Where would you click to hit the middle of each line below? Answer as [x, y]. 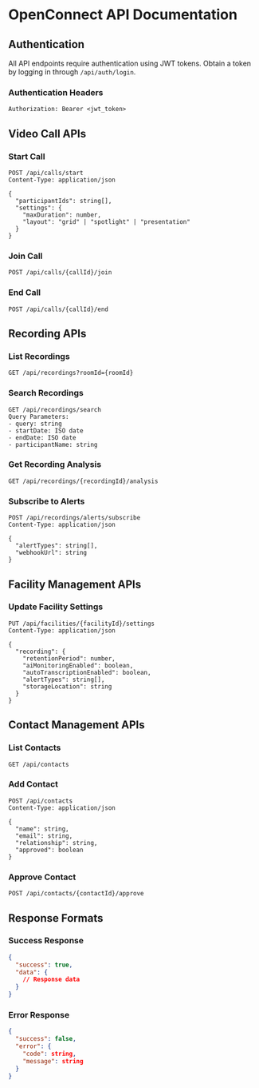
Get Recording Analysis [55, 464]
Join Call [26, 256]
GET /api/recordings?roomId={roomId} [71, 373]
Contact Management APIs [77, 725]
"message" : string [53, 1061]
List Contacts [35, 747]
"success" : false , [46, 1039]
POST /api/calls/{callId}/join [60, 273]
